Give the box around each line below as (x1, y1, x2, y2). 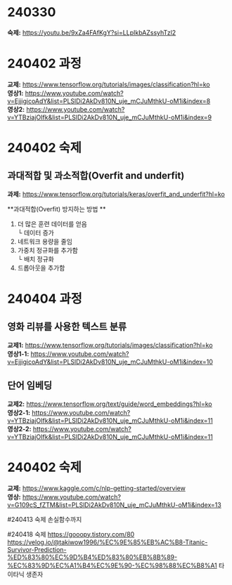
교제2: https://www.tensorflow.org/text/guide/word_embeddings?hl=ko (7, 400, 212, 408)
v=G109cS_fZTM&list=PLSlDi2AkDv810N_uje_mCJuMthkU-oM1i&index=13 (7, 500, 221, 509)
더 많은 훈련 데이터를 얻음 (17, 219, 88, 228)
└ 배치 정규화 (17, 254, 54, 263)
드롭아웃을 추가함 (17, 263, 65, 272)
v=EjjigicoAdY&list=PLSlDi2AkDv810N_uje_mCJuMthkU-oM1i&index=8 (7, 96, 211, 105)
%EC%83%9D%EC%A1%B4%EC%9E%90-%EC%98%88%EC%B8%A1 (7, 561, 218, 570)
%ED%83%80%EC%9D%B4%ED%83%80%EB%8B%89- (7, 553, 178, 561)
